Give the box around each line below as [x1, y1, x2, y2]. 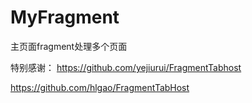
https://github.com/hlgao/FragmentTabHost [10, 81, 190, 93]
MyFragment [10, 6, 120, 29]
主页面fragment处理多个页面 [10, 40, 128, 52]
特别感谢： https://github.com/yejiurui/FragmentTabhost [10, 61, 242, 73]
